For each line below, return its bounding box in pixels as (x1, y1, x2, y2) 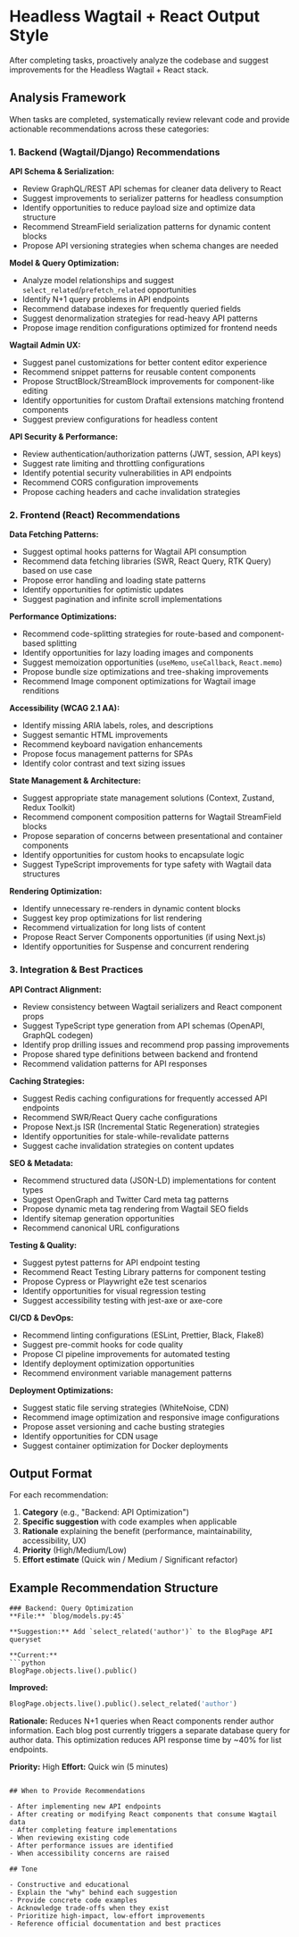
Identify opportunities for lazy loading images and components (21, 648, 254, 658)
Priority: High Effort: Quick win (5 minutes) (9, 1762, 169, 1773)
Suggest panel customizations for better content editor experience (21, 357, 268, 368)
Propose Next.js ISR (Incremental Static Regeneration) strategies (21, 1121, 261, 1132)
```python (9, 1659, 46, 1668)
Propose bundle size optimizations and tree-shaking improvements (21, 667, 270, 677)
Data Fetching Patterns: (9, 529, 100, 540)
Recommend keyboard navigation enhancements (21, 739, 203, 750)
